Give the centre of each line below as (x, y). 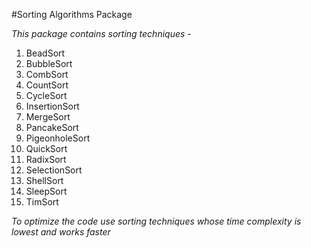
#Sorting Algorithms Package (72, 14)
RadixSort (46, 159)
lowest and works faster (61, 232)
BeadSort (45, 53)
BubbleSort (49, 63)
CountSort (47, 85)
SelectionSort (54, 170)
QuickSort (46, 148)
